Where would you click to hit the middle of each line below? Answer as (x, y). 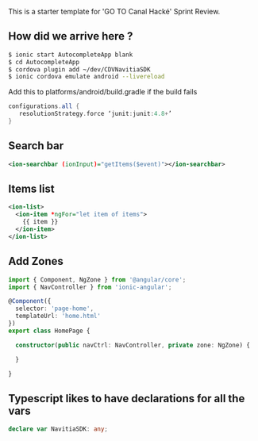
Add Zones (36, 261)
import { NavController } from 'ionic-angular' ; (90, 287)
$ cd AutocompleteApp (44, 62)
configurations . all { (44, 106)
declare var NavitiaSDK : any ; (58, 429)
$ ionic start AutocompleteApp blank (71, 55)
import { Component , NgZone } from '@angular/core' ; (97, 280)
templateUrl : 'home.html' (58, 316)
